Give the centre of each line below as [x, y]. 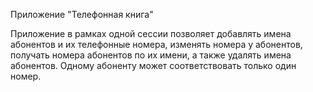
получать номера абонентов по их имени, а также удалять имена [151, 55]
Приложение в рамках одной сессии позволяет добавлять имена [151, 33]
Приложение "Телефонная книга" [82, 14]
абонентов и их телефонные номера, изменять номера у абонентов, [156, 44]
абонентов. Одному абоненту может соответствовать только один [153, 65]
